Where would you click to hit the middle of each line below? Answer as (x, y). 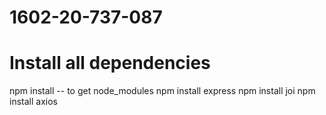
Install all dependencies (110, 63)
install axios (33, 102)
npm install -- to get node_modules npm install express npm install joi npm (162, 91)
